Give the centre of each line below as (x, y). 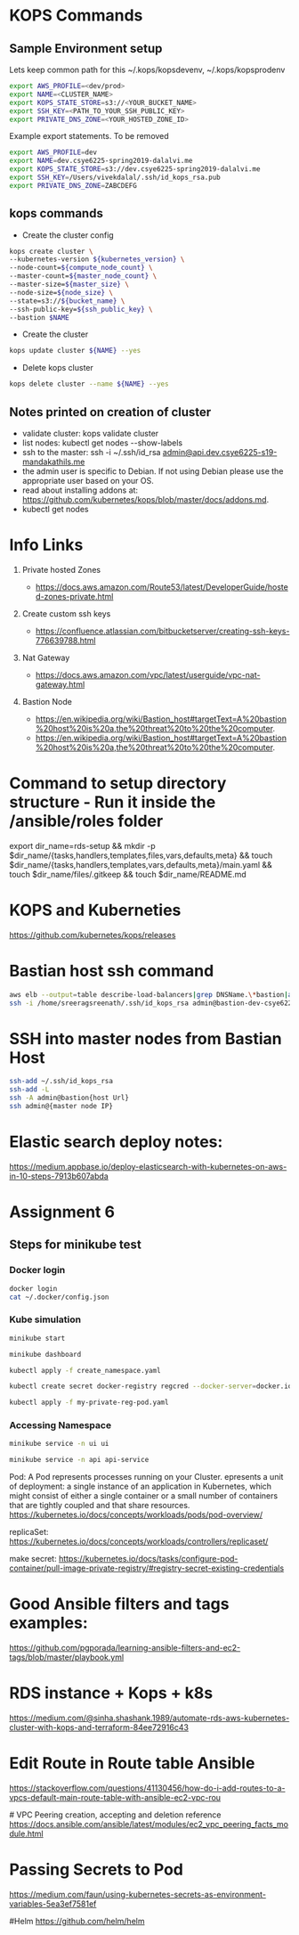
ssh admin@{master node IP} (61, 1106)
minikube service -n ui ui (59, 1444)
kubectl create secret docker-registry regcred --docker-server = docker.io (151, 1386)
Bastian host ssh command (112, 971)
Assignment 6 (62, 1212)
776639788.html (65, 640)
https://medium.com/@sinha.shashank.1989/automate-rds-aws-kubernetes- (149, 1718)
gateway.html (60, 684)
